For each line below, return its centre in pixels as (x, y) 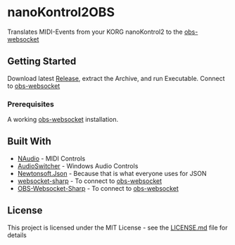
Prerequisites (31, 104)
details (17, 235)
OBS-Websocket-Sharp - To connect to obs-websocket (98, 188)
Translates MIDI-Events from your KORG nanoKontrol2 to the (95, 32)
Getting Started (42, 62)
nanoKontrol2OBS (61, 12)
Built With (29, 142)
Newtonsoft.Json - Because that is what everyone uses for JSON (112, 173)
